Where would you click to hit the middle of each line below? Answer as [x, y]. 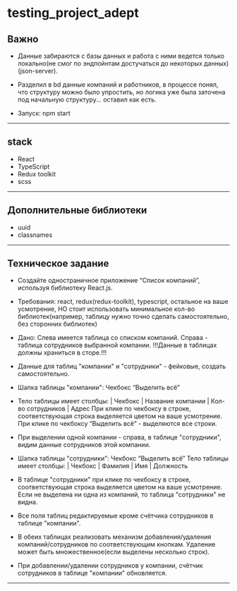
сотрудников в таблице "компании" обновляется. [92, 573]
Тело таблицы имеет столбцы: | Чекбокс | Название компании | [113, 401]
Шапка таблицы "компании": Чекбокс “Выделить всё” [99, 388]
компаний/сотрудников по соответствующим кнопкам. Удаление [116, 544]
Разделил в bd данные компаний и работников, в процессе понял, [118, 85]
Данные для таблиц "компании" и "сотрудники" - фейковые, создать [122, 366]
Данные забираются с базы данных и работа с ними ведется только [121, 56]
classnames [35, 235]
